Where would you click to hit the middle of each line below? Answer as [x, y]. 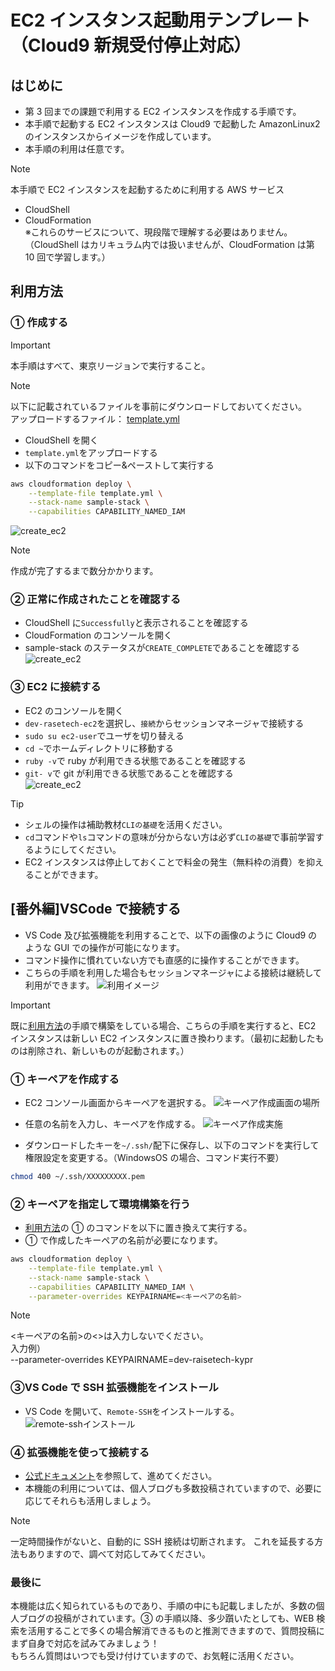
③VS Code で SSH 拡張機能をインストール [114, 1388]
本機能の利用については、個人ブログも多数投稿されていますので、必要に [173, 1488]
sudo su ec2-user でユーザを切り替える [104, 735]
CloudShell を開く [61, 440]
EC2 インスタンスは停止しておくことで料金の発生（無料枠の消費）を [165, 862]
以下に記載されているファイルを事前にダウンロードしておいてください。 [158, 406]
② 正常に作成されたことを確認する [95, 599]
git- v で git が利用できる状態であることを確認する [129, 773]
